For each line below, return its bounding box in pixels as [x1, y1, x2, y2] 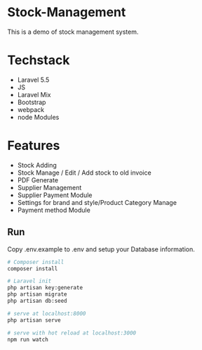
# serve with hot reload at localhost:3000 [7, 329, 137, 337]
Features [7, 138, 60, 154]
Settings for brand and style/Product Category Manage [17, 198, 177, 206]
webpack [17, 105, 44, 113]
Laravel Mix [17, 90, 51, 99]
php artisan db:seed [7, 297, 68, 304]
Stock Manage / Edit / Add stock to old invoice [17, 168, 152, 177]
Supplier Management [17, 183, 82, 192]
